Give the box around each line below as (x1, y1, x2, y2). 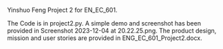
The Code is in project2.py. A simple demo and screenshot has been (7, 19, 202, 27)
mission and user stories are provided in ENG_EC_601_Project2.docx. (7, 34, 203, 42)
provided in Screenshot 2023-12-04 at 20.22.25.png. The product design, (7, 27, 217, 35)
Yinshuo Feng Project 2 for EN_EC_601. (7, 6, 118, 14)
